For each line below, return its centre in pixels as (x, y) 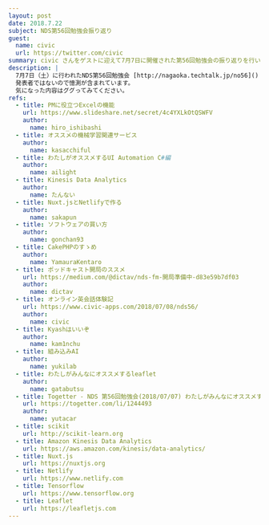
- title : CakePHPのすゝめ (56, 247)
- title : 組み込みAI (47, 352)
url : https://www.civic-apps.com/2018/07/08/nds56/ (110, 307)
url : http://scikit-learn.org (73, 433)
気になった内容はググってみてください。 (72, 90)
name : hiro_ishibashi (66, 128)
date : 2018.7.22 (35, 23)
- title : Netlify (44, 471)
